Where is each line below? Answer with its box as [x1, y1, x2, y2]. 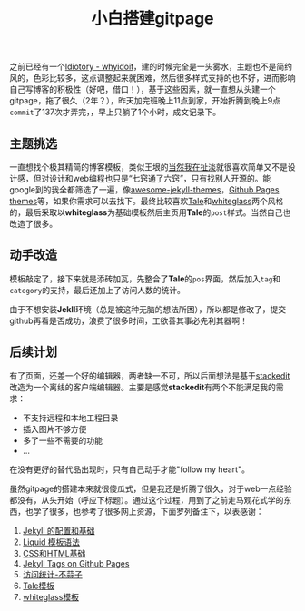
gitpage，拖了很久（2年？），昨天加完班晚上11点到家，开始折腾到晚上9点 [9, 95, 281, 106]
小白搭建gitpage [90, 8, 215, 29]
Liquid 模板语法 [22, 537, 80, 547]
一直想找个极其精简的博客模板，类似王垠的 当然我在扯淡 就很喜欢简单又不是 [9, 162, 288, 172]
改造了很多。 [9, 219, 57, 229]
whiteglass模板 [22, 591, 80, 602]
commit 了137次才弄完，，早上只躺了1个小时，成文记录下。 [9, 106, 221, 118]
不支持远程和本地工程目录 [22, 412, 119, 423]
